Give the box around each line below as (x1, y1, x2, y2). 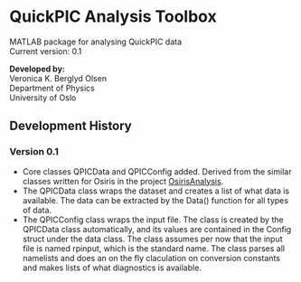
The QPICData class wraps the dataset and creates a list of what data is (22, 185, 290, 196)
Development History (9, 118, 133, 134)
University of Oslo (9, 92, 77, 103)
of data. (22, 204, 52, 215)
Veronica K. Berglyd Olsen (9, 72, 107, 83)
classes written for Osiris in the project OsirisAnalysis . (22, 175, 224, 186)
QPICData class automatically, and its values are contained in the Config (22, 223, 292, 234)
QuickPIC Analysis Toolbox (9, 6, 217, 27)
